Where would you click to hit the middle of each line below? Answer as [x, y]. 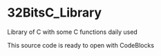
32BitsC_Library [55, 13]
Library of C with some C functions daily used [73, 32]
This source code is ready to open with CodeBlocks [80, 45]
